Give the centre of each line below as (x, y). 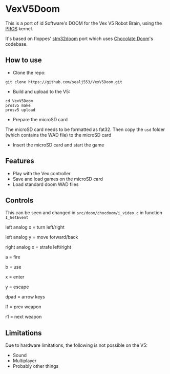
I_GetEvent (17, 218)
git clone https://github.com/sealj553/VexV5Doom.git (64, 82)
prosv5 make (18, 105)
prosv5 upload (20, 110)
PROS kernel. (19, 28)
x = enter (15, 277)
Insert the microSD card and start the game (58, 145)
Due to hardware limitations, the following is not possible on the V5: (76, 345)
